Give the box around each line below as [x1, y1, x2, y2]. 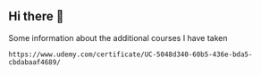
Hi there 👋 [8, 9, 64, 24]
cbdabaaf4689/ [8, 57, 62, 67]
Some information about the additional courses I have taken [8, 32, 229, 43]
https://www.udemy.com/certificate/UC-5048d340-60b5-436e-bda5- [8, 50, 253, 59]
